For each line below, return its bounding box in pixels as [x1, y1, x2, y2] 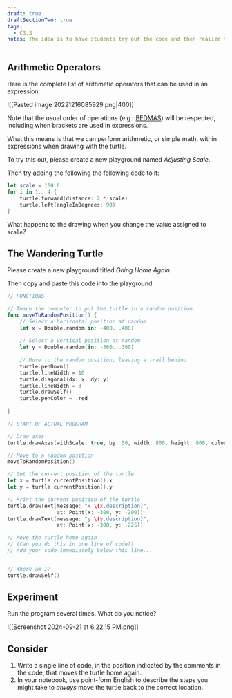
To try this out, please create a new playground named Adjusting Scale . [7, 155, 211, 163]
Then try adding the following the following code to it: [7, 169, 159, 177]
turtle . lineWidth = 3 [19, 382, 81, 389]
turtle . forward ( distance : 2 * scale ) [19, 195, 128, 202]
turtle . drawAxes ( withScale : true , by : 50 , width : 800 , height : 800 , [7, 440, 209, 446]
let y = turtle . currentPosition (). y [7, 484, 113, 491]
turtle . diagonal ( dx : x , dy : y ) [19, 376, 110, 383]
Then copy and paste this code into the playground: [7, 279, 154, 287]
